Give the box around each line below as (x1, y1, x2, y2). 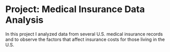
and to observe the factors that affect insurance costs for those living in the (5, 36, 165, 42)
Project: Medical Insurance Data (5, 4, 145, 15)
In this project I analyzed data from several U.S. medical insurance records (5, 31, 163, 37)
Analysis (5, 14, 44, 26)
